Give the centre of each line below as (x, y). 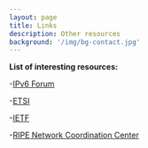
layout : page (33, 17)
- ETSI (19, 101)
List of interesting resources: (63, 67)
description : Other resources (65, 33)
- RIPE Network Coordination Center (74, 135)
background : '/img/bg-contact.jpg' (75, 42)
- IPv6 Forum (32, 84)
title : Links (33, 26)
